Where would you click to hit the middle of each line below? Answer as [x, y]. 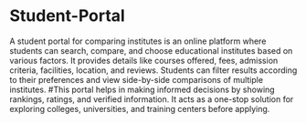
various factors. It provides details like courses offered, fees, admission [144, 60]
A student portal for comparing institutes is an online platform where [138, 41]
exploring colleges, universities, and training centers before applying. [140, 108]
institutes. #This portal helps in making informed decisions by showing [142, 89]
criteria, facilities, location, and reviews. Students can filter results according [153, 70]
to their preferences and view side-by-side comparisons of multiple [136, 79]
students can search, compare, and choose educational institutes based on [151, 50]
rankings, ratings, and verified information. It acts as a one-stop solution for [152, 99]
